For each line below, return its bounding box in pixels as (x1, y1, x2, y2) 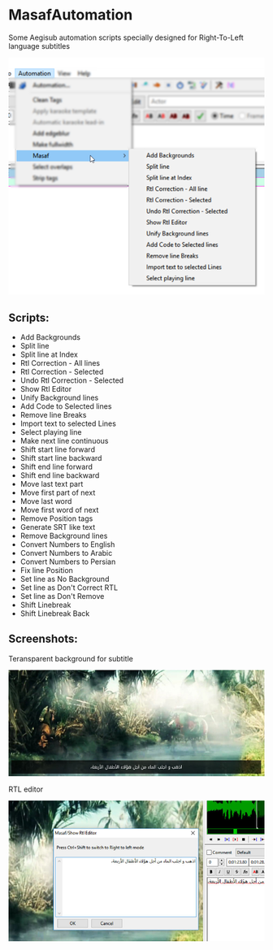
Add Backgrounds (19, 332, 81, 342)
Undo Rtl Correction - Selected (19, 375, 124, 385)
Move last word (19, 497, 72, 505)
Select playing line (19, 427, 82, 436)
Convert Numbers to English (19, 540, 115, 549)
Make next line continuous (19, 436, 109, 445)
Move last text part (19, 479, 84, 488)
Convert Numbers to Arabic (19, 549, 113, 557)
